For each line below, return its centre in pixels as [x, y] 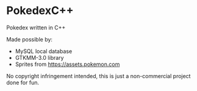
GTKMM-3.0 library [39, 57]
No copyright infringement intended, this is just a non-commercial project [99, 76]
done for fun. [23, 82]
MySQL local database [44, 51]
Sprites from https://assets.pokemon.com [67, 64]
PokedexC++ [40, 11]
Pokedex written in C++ [36, 27]
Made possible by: [30, 39]
